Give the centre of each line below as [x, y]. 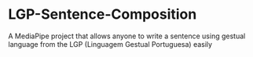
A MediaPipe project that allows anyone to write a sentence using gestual [127, 36]
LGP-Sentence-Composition [103, 14]
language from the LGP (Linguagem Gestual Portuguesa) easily [110, 44]
